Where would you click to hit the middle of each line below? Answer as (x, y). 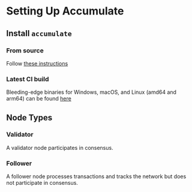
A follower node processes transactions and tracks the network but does (96, 176)
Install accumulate (39, 33)
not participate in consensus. (42, 183)
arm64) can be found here (39, 99)
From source (25, 51)
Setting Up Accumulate (65, 11)
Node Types (29, 118)
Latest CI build (28, 79)
